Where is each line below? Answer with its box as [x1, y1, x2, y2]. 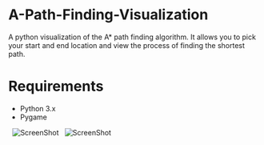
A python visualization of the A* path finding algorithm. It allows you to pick [8, 32, 256, 42]
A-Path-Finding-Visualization [8, 6, 209, 24]
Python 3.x [19, 103, 56, 113]
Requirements [8, 78, 104, 95]
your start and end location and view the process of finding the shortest [8, 40, 246, 50]
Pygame [19, 112, 48, 122]
